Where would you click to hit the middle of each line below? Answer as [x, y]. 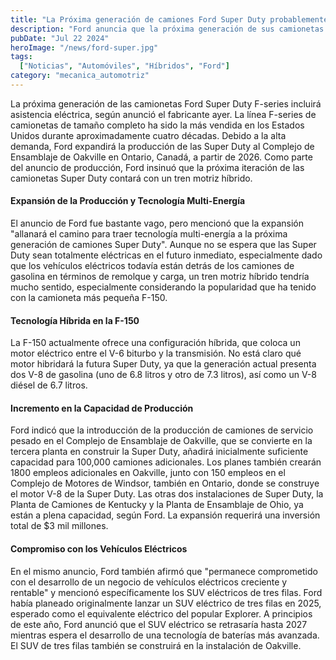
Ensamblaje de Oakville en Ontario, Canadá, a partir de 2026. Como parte [161, 157]
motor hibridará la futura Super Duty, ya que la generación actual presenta [163, 364]
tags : [21, 57]
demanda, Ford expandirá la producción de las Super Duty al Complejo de [162, 146]
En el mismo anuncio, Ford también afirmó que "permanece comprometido [164, 571]
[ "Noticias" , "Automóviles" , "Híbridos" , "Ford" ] [124, 66]
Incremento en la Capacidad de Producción [102, 408]
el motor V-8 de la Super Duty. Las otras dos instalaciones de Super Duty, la [167, 494]
